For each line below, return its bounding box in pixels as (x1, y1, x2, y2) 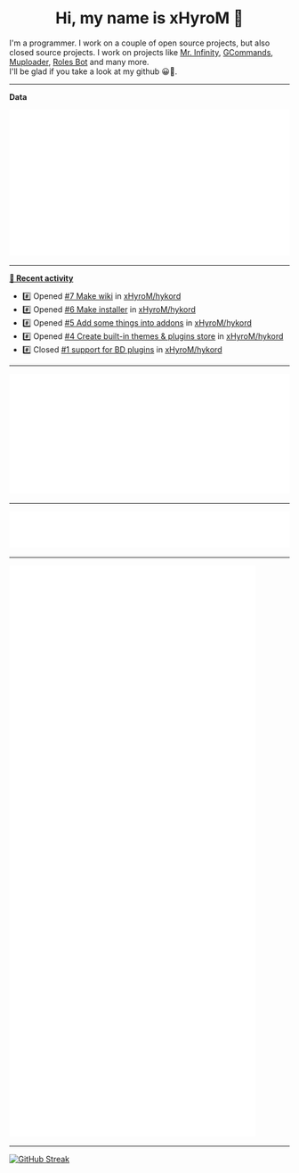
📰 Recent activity (9, 273, 74, 284)
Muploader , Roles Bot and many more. (9, 56, 149, 67)
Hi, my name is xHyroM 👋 (55, 8, 244, 29)
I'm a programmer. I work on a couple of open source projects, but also (9, 37, 271, 48)
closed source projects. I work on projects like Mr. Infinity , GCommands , (9, 46, 274, 57)
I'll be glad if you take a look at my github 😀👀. (9, 66, 178, 77)
